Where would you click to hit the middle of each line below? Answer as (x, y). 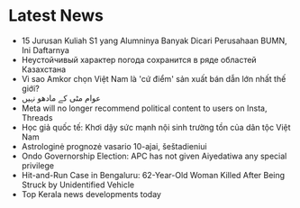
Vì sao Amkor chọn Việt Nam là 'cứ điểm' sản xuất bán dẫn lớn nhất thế (154, 78)
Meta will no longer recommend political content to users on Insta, (144, 108)
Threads (37, 117)
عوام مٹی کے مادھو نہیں (61, 98)
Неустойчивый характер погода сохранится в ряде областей (139, 59)
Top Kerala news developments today (91, 194)
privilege (38, 165)
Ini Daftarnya (45, 50)
